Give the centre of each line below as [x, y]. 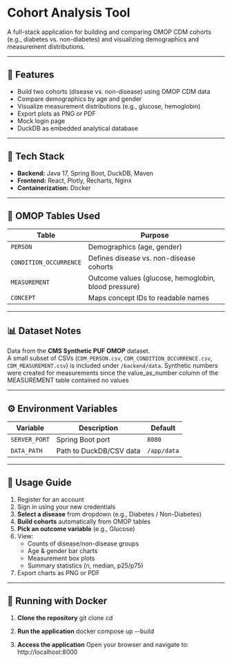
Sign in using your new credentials [66, 507]
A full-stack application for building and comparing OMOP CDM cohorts [109, 32]
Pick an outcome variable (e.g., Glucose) [76, 529]
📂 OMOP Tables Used [54, 216]
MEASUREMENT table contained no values [68, 380]
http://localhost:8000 [47, 652]
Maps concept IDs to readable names [148, 298]
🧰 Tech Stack [36, 157]
